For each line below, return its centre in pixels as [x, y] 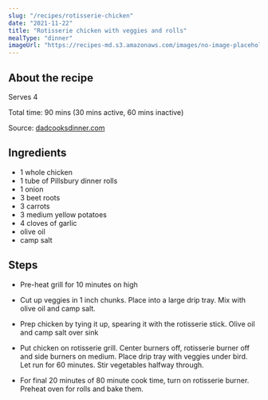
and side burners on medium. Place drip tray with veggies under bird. [134, 356]
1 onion [32, 189]
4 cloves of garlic [48, 223]
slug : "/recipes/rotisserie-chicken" [71, 16]
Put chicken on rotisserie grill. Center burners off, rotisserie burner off [134, 347]
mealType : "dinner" [41, 38]
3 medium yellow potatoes [63, 214]
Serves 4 [23, 97]
